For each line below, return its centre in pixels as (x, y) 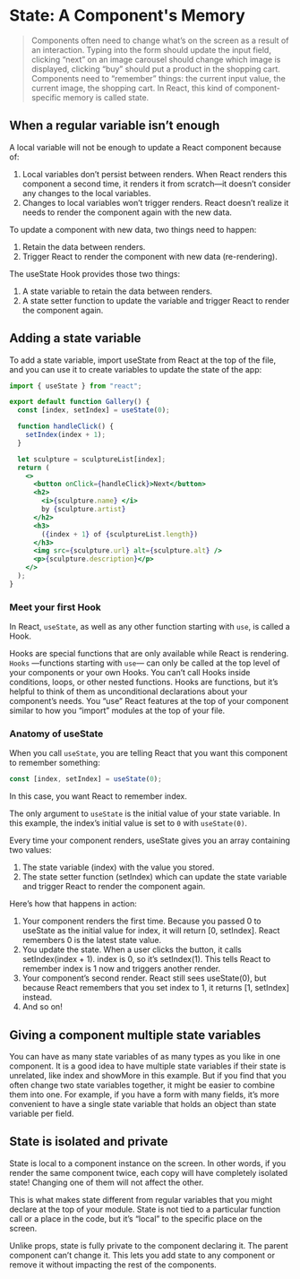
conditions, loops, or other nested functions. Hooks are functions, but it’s (144, 682)
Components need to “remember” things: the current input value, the (159, 78)
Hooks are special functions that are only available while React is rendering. (149, 654)
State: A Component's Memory (127, 16)
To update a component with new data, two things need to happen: (133, 229)
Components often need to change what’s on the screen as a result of (160, 40)
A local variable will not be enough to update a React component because (146, 147)
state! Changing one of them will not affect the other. (107, 1182)
